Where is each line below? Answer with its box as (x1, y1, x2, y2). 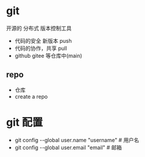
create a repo (14, 93, 48, 100)
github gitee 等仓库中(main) (14, 52, 83, 59)
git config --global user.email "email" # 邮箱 (14, 144, 122, 151)
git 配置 (6, 115, 43, 129)
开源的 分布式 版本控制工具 (6, 24, 72, 32)
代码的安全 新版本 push (14, 37, 72, 44)
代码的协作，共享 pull (14, 45, 67, 52)
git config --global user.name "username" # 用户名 (14, 136, 140, 143)
